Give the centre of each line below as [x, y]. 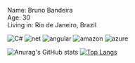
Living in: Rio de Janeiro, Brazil [52, 25]
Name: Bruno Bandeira [40, 10]
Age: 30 [19, 17]
